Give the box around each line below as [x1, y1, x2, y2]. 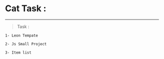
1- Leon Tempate [5, 33, 38, 38]
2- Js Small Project [5, 41, 47, 46]
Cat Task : [5, 3, 46, 14]
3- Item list [5, 50, 32, 55]
